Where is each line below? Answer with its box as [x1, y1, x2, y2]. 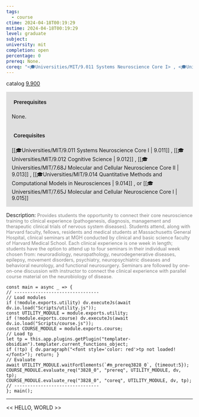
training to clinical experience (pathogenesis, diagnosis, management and [6, 218, 171, 224]
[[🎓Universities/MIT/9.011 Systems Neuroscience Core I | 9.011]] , [11, 147, 173, 154]
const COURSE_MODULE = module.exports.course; [6, 326, 123, 332]
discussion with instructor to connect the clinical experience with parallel [23, 268, 187, 275]
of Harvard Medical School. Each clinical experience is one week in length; [6, 240, 173, 247]
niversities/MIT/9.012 [11, 155, 67, 163]
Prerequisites [14, 99, 47, 106]
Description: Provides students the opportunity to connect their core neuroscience [6, 212, 193, 219]
